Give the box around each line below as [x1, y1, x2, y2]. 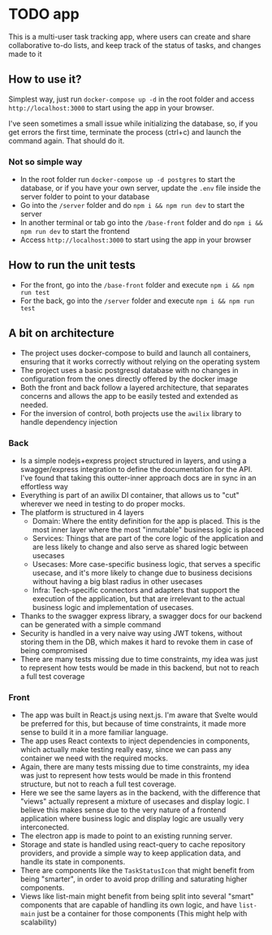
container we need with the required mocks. [19, 753, 168, 764]
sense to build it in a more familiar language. [19, 728, 169, 738]
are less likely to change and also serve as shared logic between [32, 542, 249, 552]
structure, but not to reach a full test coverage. [19, 779, 177, 789]
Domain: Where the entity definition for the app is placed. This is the [32, 516, 261, 526]
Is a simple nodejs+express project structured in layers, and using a [19, 456, 247, 465]
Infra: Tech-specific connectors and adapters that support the [32, 585, 240, 595]
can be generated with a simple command [19, 619, 162, 630]
